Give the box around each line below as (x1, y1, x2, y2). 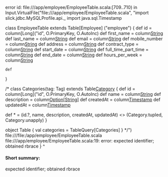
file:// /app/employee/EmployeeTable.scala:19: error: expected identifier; (5, 138, 154, 144)
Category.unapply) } (5, 117, 47, 123)
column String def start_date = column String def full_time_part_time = (5, 47, 149, 52)
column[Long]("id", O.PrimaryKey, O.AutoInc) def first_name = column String (5, 30, 163, 36)
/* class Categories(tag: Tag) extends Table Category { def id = (5, 86, 136, 92)
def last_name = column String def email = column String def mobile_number (5, 36, 163, 42)
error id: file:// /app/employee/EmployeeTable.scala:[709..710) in (5, 5, 138, 10)
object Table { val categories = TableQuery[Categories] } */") (5, 127, 132, 133)
